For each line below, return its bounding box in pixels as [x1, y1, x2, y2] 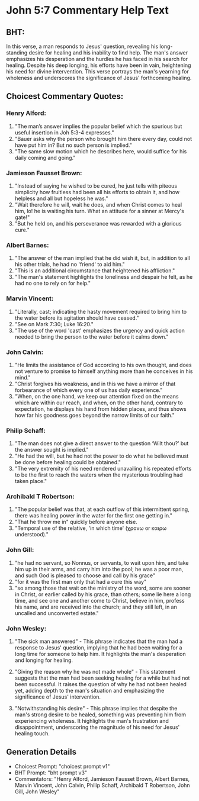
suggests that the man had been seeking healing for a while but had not [14, 674, 190, 681]
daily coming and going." [14, 154, 76, 161]
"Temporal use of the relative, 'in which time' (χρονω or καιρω [14, 525, 167, 532]
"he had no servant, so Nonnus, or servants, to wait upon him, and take [14, 559, 189, 566]
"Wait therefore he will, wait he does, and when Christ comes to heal [14, 201, 182, 208]
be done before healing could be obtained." [14, 459, 121, 466]
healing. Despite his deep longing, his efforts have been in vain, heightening [6, 62, 191, 69]
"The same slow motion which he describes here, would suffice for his [14, 147, 187, 155]
